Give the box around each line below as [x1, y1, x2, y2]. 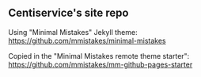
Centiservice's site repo [8, 6, 129, 20]
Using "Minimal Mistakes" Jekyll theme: [8, 27, 138, 37]
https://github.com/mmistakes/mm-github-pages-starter [8, 60, 193, 69]
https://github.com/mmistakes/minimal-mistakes [8, 36, 166, 45]
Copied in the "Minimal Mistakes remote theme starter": [8, 51, 190, 60]
